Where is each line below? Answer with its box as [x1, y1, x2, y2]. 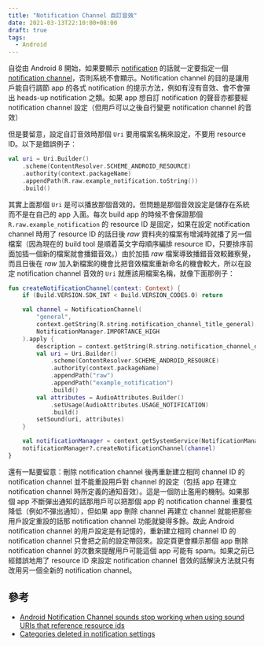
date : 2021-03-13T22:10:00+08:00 [8, 19, 118, 27]
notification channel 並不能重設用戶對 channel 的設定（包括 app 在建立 [8, 477, 237, 486]
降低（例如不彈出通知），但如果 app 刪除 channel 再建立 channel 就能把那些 [8, 506, 253, 516]
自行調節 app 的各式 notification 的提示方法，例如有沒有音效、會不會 [21, 84, 244, 93]
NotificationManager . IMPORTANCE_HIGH [36, 328, 159, 336]
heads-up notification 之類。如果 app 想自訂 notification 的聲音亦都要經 [16, 93, 248, 102]
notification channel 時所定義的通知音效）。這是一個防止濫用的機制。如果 [8, 486, 243, 496]
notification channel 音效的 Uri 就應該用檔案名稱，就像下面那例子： [16, 269, 236, 278]
